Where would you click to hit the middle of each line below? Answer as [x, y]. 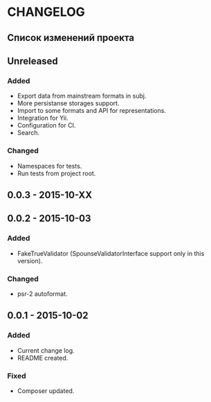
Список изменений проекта [71, 38]
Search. [28, 133]
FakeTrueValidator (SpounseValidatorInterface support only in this [111, 253]
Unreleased [33, 61]
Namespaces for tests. [49, 166]
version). [30, 261]
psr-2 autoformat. [42, 294]
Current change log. [46, 350]
